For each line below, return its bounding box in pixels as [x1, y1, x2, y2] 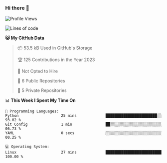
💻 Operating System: [5, 144, 50, 150]
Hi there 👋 [5, 4, 30, 11]
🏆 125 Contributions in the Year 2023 [17, 57, 95, 63]
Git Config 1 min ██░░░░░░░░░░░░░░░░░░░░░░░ [5, 122, 162, 127]
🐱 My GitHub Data [5, 35, 45, 41]
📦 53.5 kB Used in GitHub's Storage [17, 45, 93, 51]
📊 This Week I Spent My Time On [5, 97, 76, 103]
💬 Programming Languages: [5, 109, 59, 114]
